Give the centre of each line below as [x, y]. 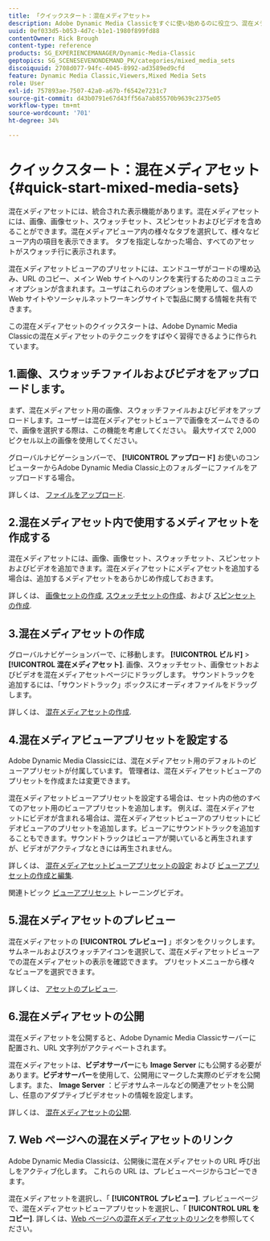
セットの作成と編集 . [41, 876]
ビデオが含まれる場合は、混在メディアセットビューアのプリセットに [142, 818]
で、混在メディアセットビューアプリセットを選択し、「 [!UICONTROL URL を [134, 1208]
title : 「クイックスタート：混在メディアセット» [79, 16]
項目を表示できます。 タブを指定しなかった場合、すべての [139, 241]
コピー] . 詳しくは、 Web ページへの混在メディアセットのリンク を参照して [129, 1218]
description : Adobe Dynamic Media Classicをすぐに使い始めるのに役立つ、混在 [131, 23]
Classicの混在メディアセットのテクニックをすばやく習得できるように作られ [133, 336]
